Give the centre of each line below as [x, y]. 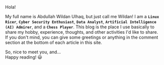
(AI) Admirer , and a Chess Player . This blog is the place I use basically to [80, 27]
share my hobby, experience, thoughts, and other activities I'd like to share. [82, 32]
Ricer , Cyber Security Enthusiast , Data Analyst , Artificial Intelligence [81, 22]
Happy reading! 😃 [24, 57]
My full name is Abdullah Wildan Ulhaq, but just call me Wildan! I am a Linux [82, 16]
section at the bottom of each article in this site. [54, 43]
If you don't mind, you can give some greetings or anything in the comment [82, 37]
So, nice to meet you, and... [33, 52]
